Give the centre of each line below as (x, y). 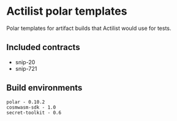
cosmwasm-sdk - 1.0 (31, 107)
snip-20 (25, 62)
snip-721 (26, 68)
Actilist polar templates (67, 11)
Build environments (44, 88)
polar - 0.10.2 (26, 102)
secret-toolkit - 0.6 (34, 112)
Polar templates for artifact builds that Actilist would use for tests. (89, 28)
